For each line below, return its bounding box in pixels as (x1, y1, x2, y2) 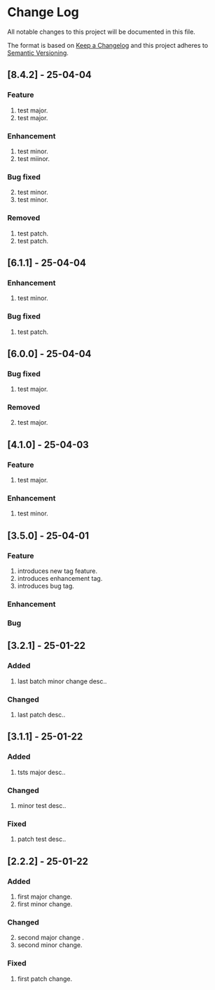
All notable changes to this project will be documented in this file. (7, 27, 196, 36)
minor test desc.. (17, 801, 67, 809)
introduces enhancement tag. (17, 574, 103, 583)
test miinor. (17, 154, 50, 162)
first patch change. (17, 975, 72, 983)
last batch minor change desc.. (17, 676, 107, 686)
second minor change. (17, 941, 83, 949)
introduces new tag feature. (17, 567, 98, 575)
